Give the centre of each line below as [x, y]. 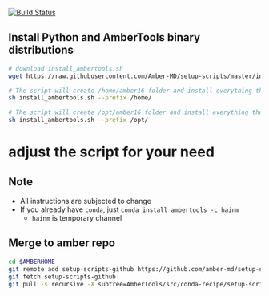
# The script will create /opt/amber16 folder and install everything [128, 112]
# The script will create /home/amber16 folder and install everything [130, 91]
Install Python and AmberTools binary [104, 37]
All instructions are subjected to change [86, 201]
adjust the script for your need [111, 152]
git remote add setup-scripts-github [71, 269]
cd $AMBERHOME [32, 262]
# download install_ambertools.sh [66, 68]
